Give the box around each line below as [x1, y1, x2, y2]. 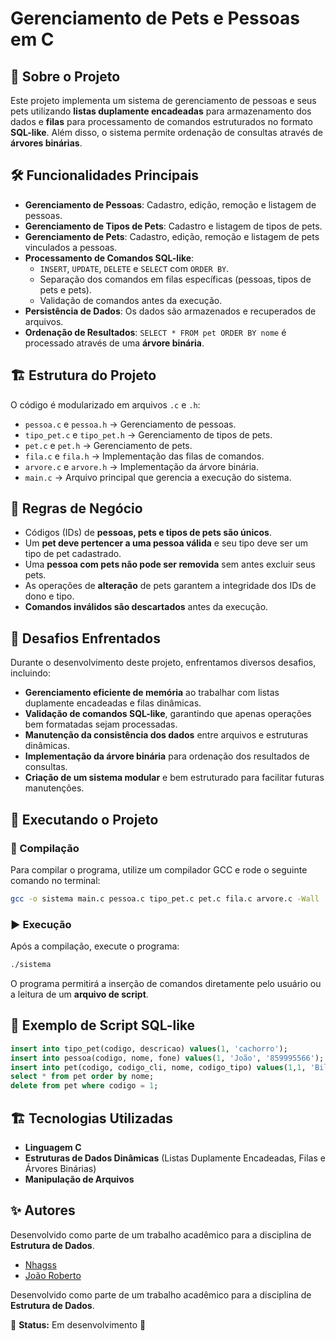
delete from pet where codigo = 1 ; [10, 1081, 159, 1091]
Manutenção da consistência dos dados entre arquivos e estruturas [24, 729, 309, 741]
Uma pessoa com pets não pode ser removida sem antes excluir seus [24, 558, 316, 571]
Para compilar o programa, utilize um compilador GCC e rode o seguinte [10, 863, 308, 876]
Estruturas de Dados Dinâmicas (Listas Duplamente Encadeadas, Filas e [24, 1152, 326, 1164]
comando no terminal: [10, 874, 101, 886]
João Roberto [24, 1269, 82, 1281]
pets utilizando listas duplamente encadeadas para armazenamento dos [10, 105, 312, 117]
